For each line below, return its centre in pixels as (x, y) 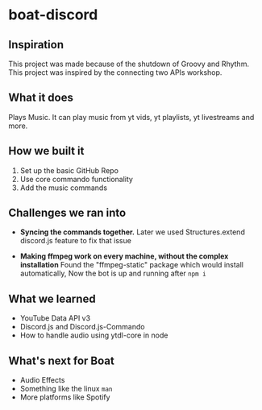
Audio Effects (42, 380)
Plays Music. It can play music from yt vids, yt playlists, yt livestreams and (131, 117)
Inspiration (36, 45)
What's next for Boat (61, 360)
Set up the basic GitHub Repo (69, 170)
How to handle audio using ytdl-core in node (94, 335)
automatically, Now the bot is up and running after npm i (113, 273)
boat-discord (53, 15)
